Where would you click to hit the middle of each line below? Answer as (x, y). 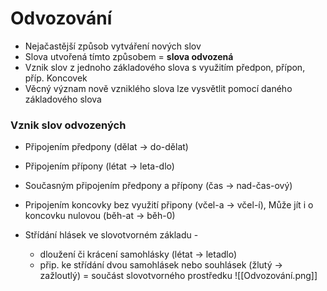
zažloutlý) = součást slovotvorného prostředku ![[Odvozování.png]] (178, 276)
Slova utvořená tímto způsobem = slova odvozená (129, 56)
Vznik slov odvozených (68, 125)
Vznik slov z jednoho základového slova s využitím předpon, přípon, (165, 67)
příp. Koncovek (56, 78)
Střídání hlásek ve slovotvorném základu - (111, 235)
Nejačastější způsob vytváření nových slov (113, 46)
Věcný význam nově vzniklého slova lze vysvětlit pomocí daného (158, 88)
